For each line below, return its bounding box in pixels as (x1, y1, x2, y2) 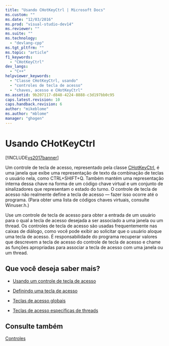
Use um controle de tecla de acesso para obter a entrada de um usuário (5, 212, 156, 218)
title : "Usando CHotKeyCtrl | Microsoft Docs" (5, 7, 106, 13)
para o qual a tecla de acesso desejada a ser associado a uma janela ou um (5, 217, 163, 223)
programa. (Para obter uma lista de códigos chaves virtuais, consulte (5, 196, 150, 203)
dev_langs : (5, 64, 28, 69)
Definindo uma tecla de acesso (12, 288, 78, 294)
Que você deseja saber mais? (5, 264, 100, 273)
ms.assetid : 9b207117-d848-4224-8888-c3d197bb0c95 (5, 92, 115, 97)
